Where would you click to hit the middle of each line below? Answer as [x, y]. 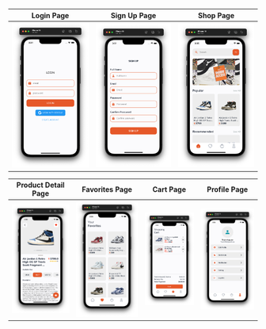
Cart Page [169, 189]
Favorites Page [107, 189]
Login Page [50, 15]
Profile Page [228, 189]
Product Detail [40, 185]
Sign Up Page [133, 15]
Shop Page [216, 15]
